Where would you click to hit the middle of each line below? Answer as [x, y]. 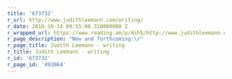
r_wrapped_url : [29, 33]
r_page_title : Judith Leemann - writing [66, 45]
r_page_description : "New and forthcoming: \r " [75, 39]
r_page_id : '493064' [37, 65]
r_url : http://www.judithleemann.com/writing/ [75, 20]
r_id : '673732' [29, 58]
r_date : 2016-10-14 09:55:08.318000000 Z [68, 26]
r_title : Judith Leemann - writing [58, 52]
